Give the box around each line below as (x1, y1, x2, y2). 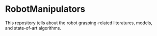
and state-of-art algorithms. (5, 25, 61, 31)
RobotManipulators (5, 3, 85, 15)
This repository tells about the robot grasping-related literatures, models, (5, 20, 153, 26)
